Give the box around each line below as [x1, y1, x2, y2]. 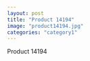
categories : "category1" [7, 28, 78, 36]
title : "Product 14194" [7, 16, 75, 23]
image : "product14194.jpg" [7, 22, 84, 29]
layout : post [7, 9, 44, 17]
